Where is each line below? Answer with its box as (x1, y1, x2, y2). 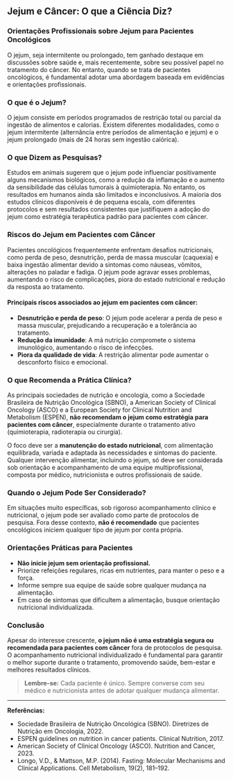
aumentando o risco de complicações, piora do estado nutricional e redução (7, 275, 225, 283)
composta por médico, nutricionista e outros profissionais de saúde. (7, 471, 202, 479)
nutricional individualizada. (17, 603, 94, 611)
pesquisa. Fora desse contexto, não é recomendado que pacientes (7, 518, 200, 527)
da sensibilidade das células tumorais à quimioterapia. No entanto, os (7, 183, 206, 191)
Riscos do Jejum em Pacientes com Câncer (7, 230, 156, 240)
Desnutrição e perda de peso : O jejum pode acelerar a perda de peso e (17, 313, 223, 322)
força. (17, 573, 35, 581)
